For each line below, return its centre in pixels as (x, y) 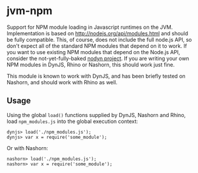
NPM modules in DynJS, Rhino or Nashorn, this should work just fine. (91, 64)
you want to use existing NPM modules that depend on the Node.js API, (93, 52)
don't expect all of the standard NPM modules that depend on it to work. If (97, 46)
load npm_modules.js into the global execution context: (72, 121)
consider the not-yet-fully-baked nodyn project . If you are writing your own (98, 58)
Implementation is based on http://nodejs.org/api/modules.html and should (98, 33)
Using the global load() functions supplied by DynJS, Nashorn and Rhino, (96, 115)
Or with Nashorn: (27, 148)
